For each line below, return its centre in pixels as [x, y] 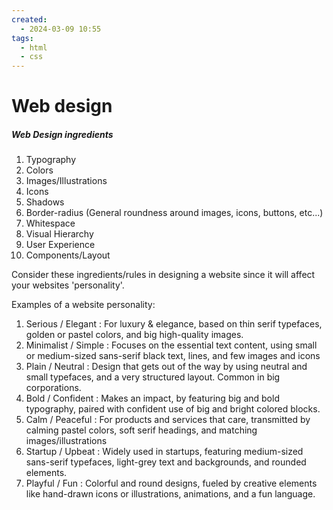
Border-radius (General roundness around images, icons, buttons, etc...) [174, 213]
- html [34, 47]
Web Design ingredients [62, 134]
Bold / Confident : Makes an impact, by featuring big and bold [152, 398]
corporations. [53, 388]
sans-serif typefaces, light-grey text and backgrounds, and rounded [166, 462]
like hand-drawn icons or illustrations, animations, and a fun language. [170, 494]
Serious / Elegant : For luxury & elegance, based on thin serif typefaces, [174, 324]
